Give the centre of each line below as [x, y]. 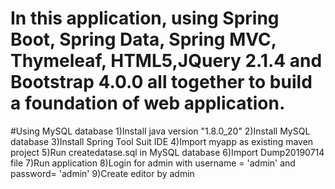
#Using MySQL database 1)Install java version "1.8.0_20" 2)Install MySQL [160, 131]
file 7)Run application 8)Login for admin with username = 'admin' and [153, 163]
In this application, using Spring [145, 18]
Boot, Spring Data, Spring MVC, [143, 39]
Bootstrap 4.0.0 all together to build [161, 82]
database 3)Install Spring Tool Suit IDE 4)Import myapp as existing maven [162, 141]
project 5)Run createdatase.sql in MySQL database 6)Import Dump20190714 [167, 152]
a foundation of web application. [148, 103]
